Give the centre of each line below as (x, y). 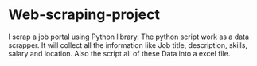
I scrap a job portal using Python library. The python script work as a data (128, 37)
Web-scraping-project (84, 15)
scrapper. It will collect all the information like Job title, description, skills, (128, 45)
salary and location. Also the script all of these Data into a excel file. (119, 53)
